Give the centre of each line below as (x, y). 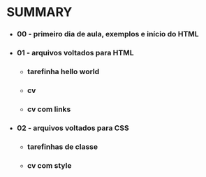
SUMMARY (39, 12)
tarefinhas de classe (62, 146)
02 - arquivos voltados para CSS (73, 128)
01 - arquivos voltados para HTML (75, 53)
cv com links (49, 109)
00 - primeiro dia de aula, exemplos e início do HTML (108, 34)
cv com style (49, 165)
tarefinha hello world (63, 71)
